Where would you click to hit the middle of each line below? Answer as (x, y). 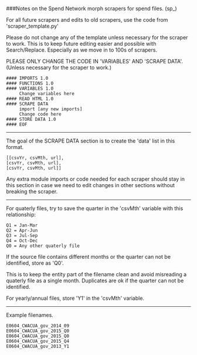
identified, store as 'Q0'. (35, 263)
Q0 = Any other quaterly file (43, 246)
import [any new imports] (51, 109)
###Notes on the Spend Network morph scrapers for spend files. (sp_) (91, 9)
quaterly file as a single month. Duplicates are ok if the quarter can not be (95, 280)
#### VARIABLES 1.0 (30, 89)
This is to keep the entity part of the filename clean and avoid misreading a (96, 274)
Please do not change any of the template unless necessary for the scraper (97, 37)
